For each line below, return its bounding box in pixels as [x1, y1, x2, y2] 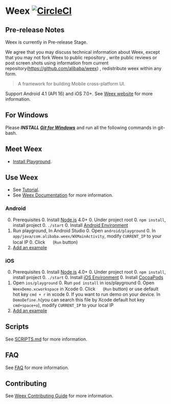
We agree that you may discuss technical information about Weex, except [5, 49, 160, 55]
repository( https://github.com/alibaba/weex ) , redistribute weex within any [5, 66, 162, 71]
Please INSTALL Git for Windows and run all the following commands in [5, 124, 157, 131]
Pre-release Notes [5, 26, 65, 34]
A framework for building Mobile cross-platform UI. [17, 81, 126, 87]
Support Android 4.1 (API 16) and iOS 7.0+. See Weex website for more [5, 91, 153, 97]
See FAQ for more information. [5, 364, 69, 371]
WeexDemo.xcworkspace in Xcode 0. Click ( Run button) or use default [12, 286, 159, 292]
